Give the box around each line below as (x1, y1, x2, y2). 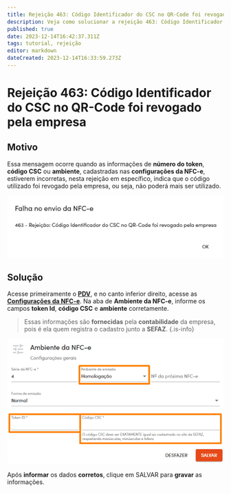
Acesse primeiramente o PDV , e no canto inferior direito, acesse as (7, 289, 197, 298)
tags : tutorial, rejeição (7, 40, 81, 47)
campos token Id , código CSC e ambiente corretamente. (7, 304, 169, 312)
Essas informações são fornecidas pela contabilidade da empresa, (23, 317, 216, 326)
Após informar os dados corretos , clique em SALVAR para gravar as (7, 471, 203, 479)
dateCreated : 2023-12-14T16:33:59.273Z (7, 55, 122, 62)
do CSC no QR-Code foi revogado (7, 100, 202, 116)
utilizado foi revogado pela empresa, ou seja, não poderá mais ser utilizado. (7, 182, 221, 190)
